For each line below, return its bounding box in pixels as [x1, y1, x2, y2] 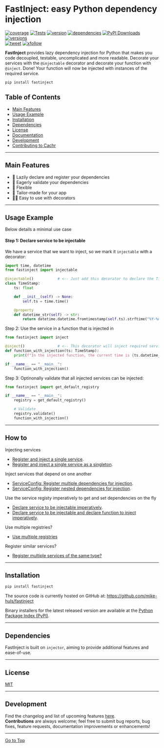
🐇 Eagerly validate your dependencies [12, 179, 89, 185]
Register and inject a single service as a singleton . [12, 461, 113, 467]
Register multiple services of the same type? [12, 552, 102, 558]
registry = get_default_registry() [14, 398, 86, 403]
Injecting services [5, 446, 41, 452]
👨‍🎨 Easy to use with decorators [12, 195, 76, 201]
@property [14, 307, 34, 313]
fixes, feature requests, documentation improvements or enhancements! [5, 723, 150, 729]
